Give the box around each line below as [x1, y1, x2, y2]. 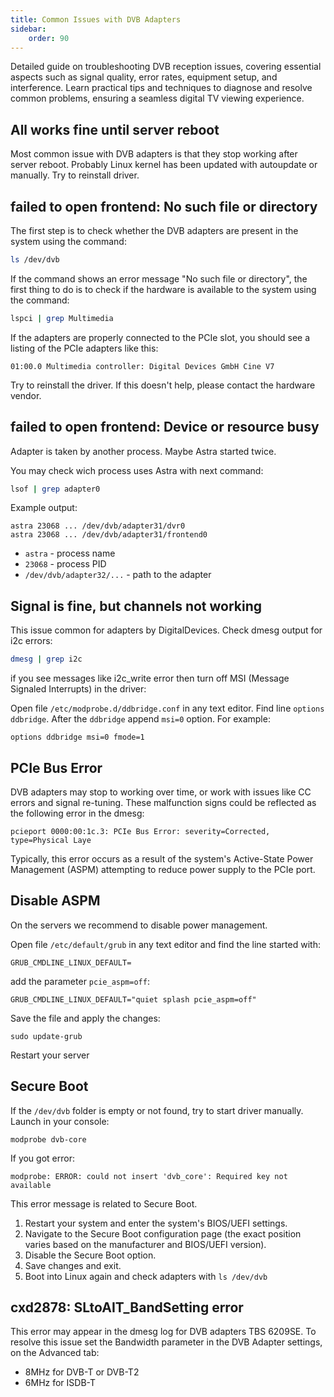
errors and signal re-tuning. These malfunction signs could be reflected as [10, 796, 317, 808]
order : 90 [28, 33, 70, 43]
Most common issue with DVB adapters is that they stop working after [10, 148, 298, 160]
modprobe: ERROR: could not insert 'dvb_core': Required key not [10, 1171, 288, 1181]
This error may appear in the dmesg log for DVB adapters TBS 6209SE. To [10, 1326, 317, 1338]
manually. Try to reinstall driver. [10, 169, 140, 181]
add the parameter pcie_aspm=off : [10, 975, 150, 987]
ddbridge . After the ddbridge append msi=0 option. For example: [10, 713, 271, 725]
